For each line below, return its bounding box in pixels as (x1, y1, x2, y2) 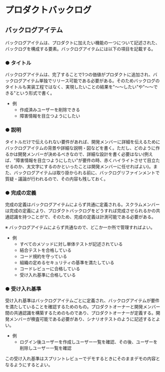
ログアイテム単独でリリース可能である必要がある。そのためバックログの (13, 78, 160, 84)
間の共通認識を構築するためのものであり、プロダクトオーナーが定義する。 (5, 310, 156, 316)
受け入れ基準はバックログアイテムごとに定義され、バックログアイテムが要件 (5, 297, 160, 304)
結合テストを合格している (19, 247, 72, 253)
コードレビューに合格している (19, 265, 80, 272)
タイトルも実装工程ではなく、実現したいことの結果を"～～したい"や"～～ (5, 84, 154, 90)
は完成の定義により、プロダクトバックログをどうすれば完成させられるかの (5, 207, 156, 213)
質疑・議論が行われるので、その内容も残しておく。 (5, 176, 108, 182)
